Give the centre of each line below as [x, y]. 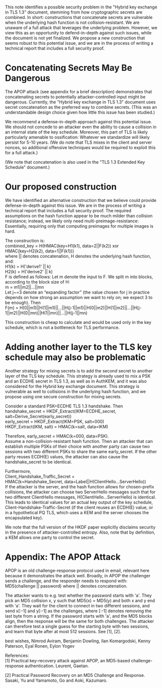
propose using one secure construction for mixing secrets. [63, 396]
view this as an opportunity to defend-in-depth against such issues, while [78, 33]
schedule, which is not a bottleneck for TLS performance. [62, 327]
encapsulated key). [24, 518]
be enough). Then [23, 302]
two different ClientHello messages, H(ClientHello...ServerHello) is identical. [81, 497]
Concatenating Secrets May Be [69, 68]
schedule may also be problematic [75, 358]
